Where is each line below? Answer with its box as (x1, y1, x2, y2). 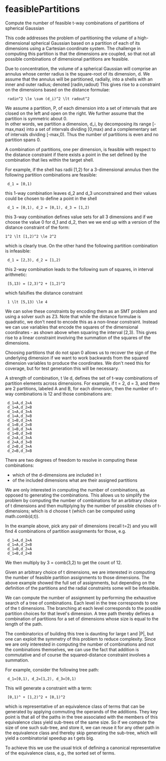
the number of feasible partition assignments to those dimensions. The (5, 574, 150, 580)
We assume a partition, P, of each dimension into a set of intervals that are (5, 105, 157, 111)
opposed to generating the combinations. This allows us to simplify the (5, 492, 150, 498)
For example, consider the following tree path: (5, 667, 99, 673)
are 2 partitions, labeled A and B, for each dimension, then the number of (5, 385, 155, 391)
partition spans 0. (5, 137, 41, 143)
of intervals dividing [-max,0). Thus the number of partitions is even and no (5, 131, 159, 137)
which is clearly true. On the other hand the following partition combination (5, 243, 158, 249)
